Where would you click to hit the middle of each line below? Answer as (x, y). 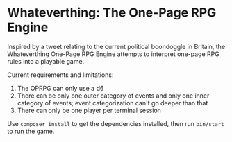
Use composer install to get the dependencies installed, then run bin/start (116, 123)
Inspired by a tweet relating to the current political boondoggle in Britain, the (116, 46)
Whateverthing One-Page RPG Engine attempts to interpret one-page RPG (114, 54)
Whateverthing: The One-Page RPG (112, 13)
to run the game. (31, 131)
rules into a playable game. (46, 61)
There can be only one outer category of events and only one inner (113, 96)
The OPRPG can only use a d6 (60, 88)
